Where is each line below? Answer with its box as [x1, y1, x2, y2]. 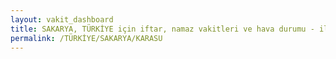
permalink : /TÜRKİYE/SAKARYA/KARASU [10, 33, 163, 43]
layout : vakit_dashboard [10, 14, 114, 25]
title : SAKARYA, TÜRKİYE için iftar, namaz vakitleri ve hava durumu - [10, 24, 315, 34]
